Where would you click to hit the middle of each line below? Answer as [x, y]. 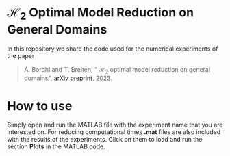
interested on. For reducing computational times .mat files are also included [114, 132]
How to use [40, 106]
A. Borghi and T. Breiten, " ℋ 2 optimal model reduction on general [117, 70]
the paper [21, 55]
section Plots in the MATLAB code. [56, 146]
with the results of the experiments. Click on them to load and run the [105, 140]
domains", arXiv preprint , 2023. [68, 78]
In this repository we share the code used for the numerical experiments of [113, 49]
